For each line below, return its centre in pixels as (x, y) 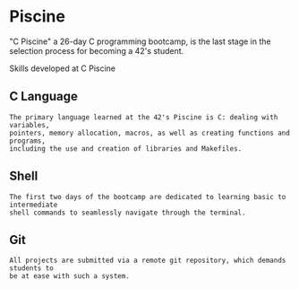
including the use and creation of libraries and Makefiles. (126, 149)
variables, (30, 125)
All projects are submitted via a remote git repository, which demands (148, 261)
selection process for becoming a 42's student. (97, 50)
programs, (28, 141)
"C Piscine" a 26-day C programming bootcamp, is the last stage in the (140, 41)
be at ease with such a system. (69, 276)
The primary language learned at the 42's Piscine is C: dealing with (144, 117)
